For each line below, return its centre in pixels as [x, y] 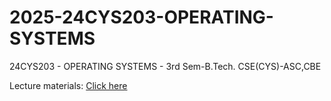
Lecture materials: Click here [68, 85]
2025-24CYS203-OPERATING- [141, 17]
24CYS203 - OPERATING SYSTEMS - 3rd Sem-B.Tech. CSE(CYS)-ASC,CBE [165, 66]
